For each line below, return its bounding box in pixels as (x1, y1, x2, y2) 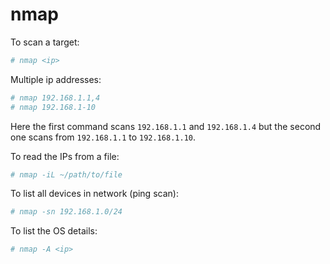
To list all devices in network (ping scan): (10, 188, 179, 200)
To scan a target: (10, 36, 80, 48)
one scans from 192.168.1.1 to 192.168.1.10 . (10, 131, 196, 143)
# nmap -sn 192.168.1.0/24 (10, 207, 123, 217)
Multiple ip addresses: (10, 73, 102, 85)
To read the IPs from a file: (10, 150, 120, 162)
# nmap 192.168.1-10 (10, 102, 97, 112)
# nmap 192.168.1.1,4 (10, 93, 101, 103)
